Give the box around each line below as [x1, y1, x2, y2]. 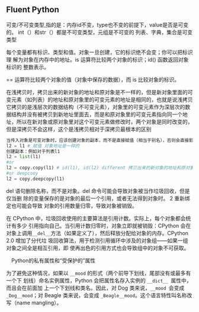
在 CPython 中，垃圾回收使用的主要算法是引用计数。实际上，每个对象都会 [6, 214, 186, 221]
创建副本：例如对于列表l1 [6, 148, 60, 155]
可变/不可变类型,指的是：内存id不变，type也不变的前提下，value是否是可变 [6, 21, 188, 28]
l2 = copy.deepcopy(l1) [6, 176, 65, 182]
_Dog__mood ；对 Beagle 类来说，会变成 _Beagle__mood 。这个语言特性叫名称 [6, 291, 187, 298]
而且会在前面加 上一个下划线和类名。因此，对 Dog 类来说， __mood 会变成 [6, 284, 185, 291]
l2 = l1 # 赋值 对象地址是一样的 [6, 143, 80, 149]
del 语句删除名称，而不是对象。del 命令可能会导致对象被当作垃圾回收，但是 [6, 187, 191, 194]
